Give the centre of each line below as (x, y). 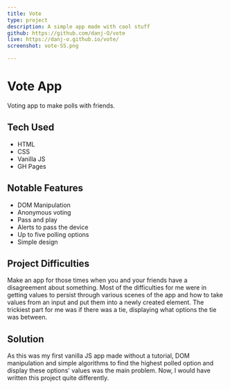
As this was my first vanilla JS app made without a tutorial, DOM (99, 356)
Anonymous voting (44, 212)
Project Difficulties (48, 264)
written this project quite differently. (58, 378)
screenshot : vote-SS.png (43, 46)
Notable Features (45, 188)
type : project (28, 20)
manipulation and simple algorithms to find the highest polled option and (110, 363)
